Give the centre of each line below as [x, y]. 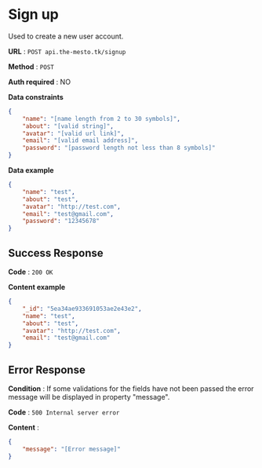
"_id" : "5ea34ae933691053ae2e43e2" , [82, 309]
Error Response [47, 369]
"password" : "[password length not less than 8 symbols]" [119, 148]
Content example [37, 287]
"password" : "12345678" [61, 221]
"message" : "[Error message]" [72, 449]
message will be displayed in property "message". [89, 397]
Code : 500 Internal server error [64, 412]
